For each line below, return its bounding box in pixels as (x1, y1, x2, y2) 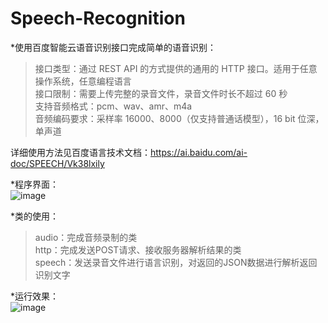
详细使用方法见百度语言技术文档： (10, 146, 151, 158)
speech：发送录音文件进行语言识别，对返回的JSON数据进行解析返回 (34, 256, 318, 268)
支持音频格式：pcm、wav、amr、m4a (34, 100, 193, 112)
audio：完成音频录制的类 (34, 231, 138, 243)
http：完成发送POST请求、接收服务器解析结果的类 (34, 243, 242, 256)
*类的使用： (10, 210, 60, 222)
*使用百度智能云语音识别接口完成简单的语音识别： (10, 41, 217, 53)
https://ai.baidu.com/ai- (150, 146, 248, 158)
